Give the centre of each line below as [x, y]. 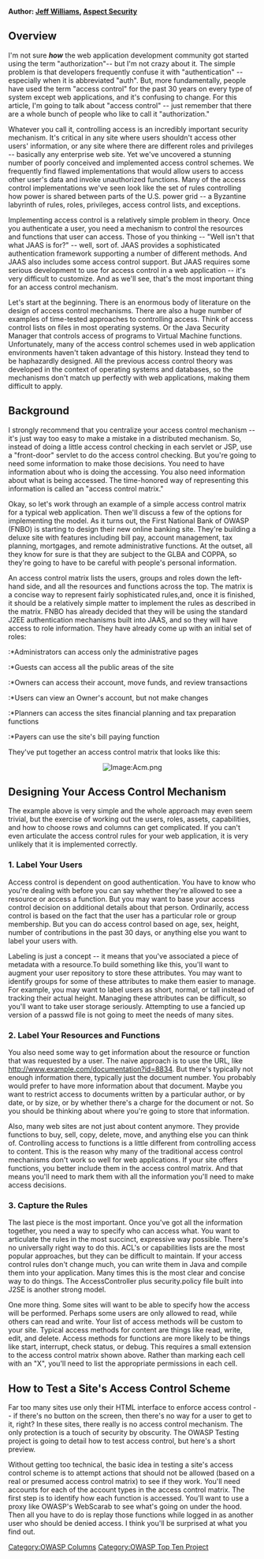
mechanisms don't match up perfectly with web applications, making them [129, 377]
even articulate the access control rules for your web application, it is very [128, 836]
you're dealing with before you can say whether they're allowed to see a [125, 890]
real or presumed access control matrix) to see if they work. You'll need [124, 1482]
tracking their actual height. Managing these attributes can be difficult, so [127, 998]
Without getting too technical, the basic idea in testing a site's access [121, 1465]
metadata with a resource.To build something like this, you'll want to [118, 964]
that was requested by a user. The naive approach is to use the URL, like [125, 1061]
